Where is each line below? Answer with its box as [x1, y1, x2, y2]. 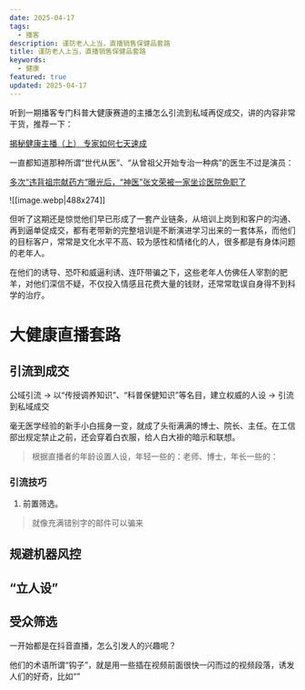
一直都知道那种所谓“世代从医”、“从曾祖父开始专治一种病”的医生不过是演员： [9, 156, 294, 168]
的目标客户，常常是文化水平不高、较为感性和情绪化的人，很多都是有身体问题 [9, 235, 296, 246]
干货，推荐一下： [9, 118, 74, 129]
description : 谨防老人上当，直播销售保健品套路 [9, 38, 171, 48]
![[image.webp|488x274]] [9, 195, 106, 205]
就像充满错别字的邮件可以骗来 [31, 517, 143, 528]
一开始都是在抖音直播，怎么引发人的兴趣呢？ [9, 640, 177, 651]
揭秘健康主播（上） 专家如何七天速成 [9, 137, 147, 148]
